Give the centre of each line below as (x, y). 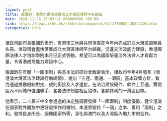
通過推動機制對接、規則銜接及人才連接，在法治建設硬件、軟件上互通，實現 (85, 84)
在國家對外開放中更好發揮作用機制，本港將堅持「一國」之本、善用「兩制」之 (83, 108)
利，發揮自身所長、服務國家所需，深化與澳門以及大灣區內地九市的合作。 (79, 114)
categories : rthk (23, 28)
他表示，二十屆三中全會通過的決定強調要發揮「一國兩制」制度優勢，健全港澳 (83, 101)
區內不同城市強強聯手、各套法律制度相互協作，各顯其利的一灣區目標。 (77, 91)
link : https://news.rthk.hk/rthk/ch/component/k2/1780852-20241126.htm (81, 24)
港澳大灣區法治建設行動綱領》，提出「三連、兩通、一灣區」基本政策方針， (80, 78)
